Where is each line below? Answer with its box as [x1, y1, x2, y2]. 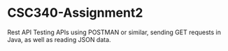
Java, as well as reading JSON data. [7, 35, 111, 43]
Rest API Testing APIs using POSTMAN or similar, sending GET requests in [7, 28, 222, 36]
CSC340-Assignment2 [7, 5, 143, 21]
